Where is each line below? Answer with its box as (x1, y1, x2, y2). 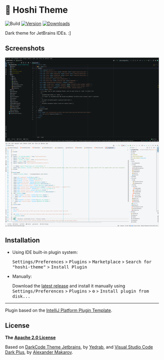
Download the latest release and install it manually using (12, 283, 125, 289)
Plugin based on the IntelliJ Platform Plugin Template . (5, 307, 112, 313)
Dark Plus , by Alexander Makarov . (5, 349, 73, 355)
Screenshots (5, 44, 45, 53)
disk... (12, 293, 31, 299)
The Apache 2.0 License (5, 335, 56, 340)
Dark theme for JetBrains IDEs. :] (5, 30, 71, 36)
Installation (5, 236, 40, 245)
